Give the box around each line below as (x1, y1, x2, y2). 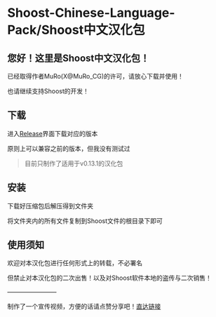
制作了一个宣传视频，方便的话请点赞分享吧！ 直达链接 (7, 302, 161, 311)
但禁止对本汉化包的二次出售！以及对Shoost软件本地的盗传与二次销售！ (7, 274, 212, 282)
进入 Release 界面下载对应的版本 (7, 129, 98, 137)
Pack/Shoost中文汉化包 (7, 22, 145, 38)
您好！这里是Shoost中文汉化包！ (7, 52, 150, 64)
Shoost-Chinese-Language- (7, 5, 175, 21)
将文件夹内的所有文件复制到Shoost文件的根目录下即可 (7, 216, 163, 225)
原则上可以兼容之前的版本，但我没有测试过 (7, 144, 130, 152)
